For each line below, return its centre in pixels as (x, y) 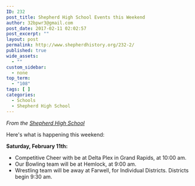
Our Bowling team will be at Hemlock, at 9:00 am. (75, 164)
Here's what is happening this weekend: (55, 134)
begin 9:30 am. (33, 176)
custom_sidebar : (26, 67)
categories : (21, 95)
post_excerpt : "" (28, 34)
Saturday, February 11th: (37, 146)
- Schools (24, 100)
